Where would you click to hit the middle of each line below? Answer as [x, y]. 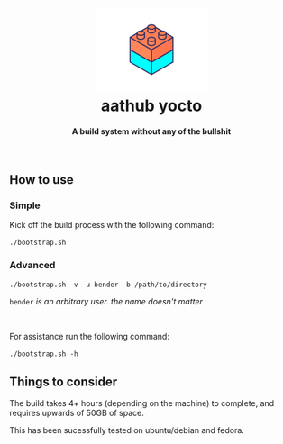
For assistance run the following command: [89, 337]
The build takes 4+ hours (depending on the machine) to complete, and [142, 403]
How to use [41, 180]
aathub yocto [151, 106]
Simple [25, 205]
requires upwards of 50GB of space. [77, 413]
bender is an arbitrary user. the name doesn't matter [106, 302]
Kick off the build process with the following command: [112, 225]
